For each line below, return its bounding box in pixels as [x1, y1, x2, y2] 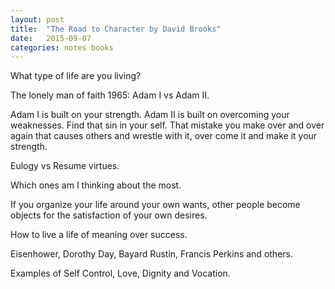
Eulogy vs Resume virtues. [10, 160, 120, 172]
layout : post [10, 14, 65, 25]
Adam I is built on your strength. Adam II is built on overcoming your [10, 109, 290, 121]
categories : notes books [10, 42, 114, 53]
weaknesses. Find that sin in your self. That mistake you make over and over [10, 119, 325, 131]
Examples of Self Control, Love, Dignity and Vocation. [10, 267, 231, 280]
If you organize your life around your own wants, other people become [10, 199, 301, 211]
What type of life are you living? [10, 70, 142, 82]
